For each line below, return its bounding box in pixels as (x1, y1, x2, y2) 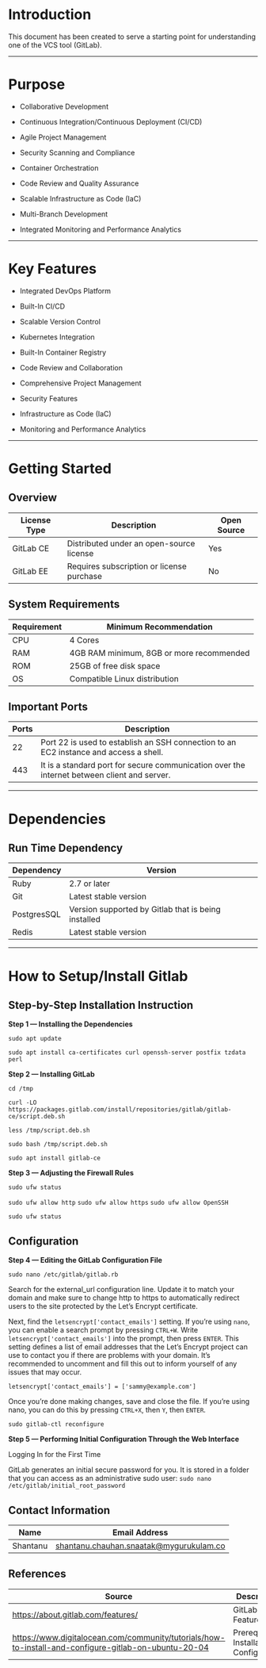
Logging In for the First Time (8, 1450, 101, 1459)
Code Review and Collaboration (19, 362, 123, 372)
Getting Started (8, 460, 112, 477)
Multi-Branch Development (19, 209, 108, 219)
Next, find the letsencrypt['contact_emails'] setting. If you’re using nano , (8, 1317, 251, 1326)
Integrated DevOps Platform (19, 286, 112, 295)
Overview (8, 491, 58, 504)
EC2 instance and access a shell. (40, 747, 164, 758)
